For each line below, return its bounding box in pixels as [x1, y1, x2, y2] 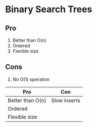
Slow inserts [51, 97, 81, 104]
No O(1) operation [12, 76, 50, 82]
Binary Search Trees [5, 4, 92, 15]
